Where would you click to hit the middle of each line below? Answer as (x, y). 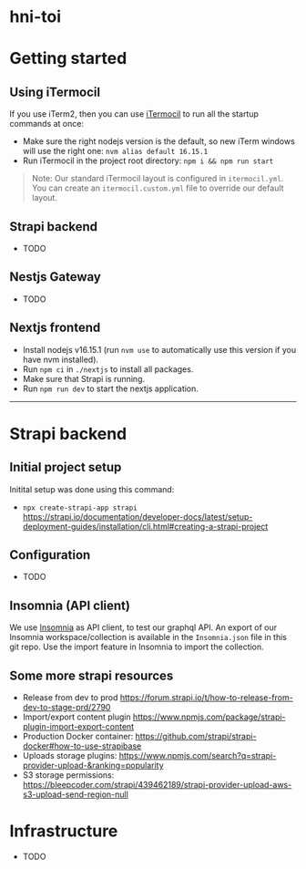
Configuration (50, 555)
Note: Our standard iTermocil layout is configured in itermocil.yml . (158, 179)
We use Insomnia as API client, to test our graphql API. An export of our (143, 627)
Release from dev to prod (70, 698)
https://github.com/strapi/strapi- (196, 737)
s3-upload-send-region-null (76, 794)
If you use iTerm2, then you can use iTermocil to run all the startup (134, 114)
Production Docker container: (78, 737)
